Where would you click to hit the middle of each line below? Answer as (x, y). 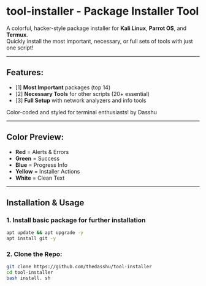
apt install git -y (31, 239)
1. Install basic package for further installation (76, 220)
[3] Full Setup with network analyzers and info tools (81, 100)
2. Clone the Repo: (34, 254)
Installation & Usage (45, 203)
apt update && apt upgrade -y (45, 233)
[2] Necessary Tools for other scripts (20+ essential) (82, 94)
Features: (25, 72)
